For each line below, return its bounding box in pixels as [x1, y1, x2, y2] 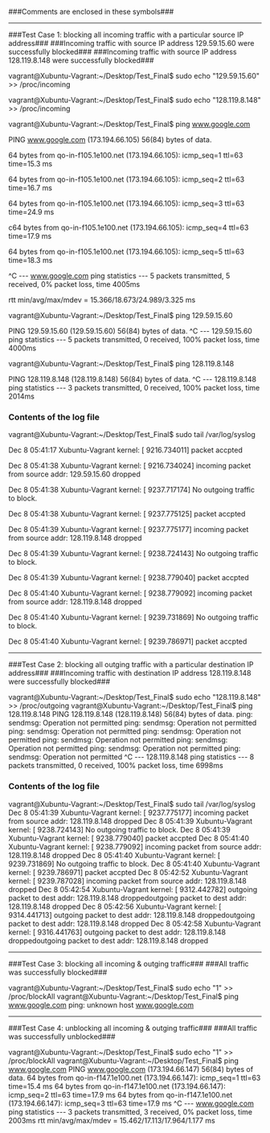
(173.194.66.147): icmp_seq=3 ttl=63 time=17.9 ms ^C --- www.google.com [8, 1098, 255, 1108]
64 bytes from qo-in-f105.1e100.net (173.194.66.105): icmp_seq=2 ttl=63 [8, 174, 245, 184]
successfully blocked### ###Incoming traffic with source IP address [8, 47, 237, 56]
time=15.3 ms [8, 159, 53, 168]
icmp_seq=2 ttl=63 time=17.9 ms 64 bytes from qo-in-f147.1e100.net [8, 1090, 233, 1099]
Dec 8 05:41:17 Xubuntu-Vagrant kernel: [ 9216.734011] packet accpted [8, 445, 243, 455]
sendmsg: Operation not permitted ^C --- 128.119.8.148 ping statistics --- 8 [8, 752, 255, 762]
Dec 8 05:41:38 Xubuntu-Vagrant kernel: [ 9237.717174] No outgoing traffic [8, 485, 256, 495]
